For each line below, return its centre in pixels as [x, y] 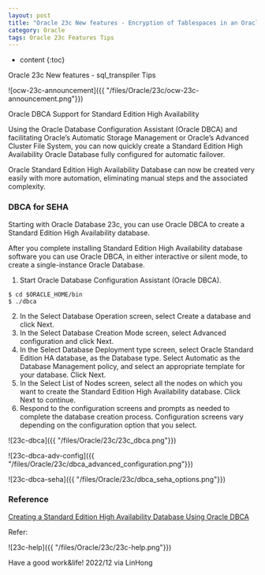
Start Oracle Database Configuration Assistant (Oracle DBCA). [121, 280]
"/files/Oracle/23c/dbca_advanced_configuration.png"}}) [101, 464]
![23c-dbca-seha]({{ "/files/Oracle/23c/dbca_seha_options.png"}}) [117, 479]
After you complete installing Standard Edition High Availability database [125, 248]
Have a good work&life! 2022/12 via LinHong [80, 562]
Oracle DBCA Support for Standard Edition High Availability [104, 114]
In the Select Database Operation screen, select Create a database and [135, 316]
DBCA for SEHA [39, 207]
